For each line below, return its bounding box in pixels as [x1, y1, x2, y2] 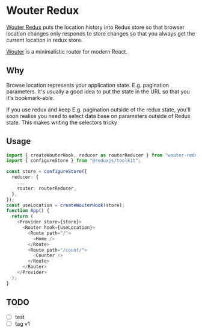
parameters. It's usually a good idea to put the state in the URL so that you [6, 88, 191, 95]
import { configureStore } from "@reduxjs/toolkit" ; [6, 158, 141, 164]
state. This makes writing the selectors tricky [6, 119, 117, 126]
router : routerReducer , [17, 185, 77, 191]
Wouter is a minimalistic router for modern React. [6, 48, 128, 55]
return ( [11, 213, 34, 220]
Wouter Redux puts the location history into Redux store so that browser [6, 23, 185, 31]
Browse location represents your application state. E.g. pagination [6, 81, 170, 89]
